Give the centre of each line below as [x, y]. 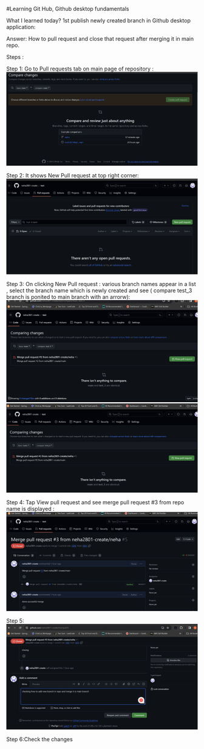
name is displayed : [30, 509]
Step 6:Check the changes [39, 739]
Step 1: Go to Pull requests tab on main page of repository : [80, 69]
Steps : [15, 57]
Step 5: [15, 621]
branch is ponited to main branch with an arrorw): [68, 297]
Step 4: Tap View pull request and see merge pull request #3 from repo [95, 502]
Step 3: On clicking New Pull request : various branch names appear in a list [101, 284]
